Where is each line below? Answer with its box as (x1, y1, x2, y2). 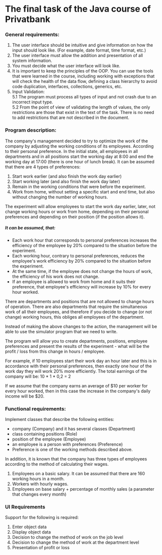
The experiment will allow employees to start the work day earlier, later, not (5, 203, 156, 209)
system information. (12, 57, 53, 64)
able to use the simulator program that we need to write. (5, 328, 118, 334)
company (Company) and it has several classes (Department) (12, 426, 135, 432)
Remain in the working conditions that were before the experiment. (12, 184, 146, 190)
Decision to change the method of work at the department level (12, 539, 140, 545)
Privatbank (5, 14, 51, 25)
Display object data (12, 529, 51, 535)
